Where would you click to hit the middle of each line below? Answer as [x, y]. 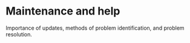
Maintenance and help [63, 11]
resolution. [19, 34]
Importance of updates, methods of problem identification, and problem [95, 28]
